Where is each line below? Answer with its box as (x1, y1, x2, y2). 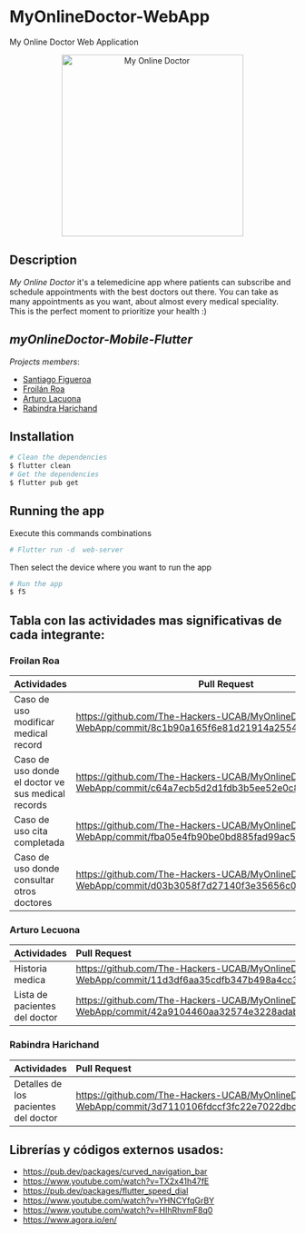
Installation (9, 429, 74, 444)
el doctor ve (14, 776, 65, 788)
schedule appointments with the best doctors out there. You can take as (9, 286, 279, 297)
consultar (14, 874, 54, 886)
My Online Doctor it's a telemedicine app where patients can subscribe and (9, 276, 291, 287)
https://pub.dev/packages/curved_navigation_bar (22, 1166, 208, 1178)
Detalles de (14, 1077, 63, 1090)
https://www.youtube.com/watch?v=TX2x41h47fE (22, 1176, 210, 1187)
